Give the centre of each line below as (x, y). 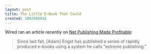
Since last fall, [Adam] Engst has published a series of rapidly (78, 41)
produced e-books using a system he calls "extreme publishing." (82, 47)
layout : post (18, 9)
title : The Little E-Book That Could (43, 14)
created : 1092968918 (26, 18)
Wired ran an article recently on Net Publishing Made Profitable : (69, 32)
